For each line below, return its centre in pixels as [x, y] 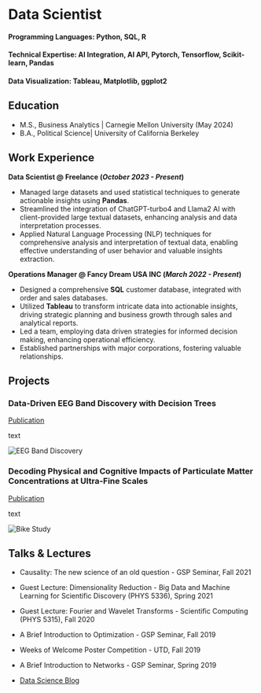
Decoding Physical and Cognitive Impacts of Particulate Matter [131, 471]
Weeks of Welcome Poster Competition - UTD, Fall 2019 [110, 650]
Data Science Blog [50, 680]
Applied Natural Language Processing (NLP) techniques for [116, 234]
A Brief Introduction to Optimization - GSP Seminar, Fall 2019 [118, 635]
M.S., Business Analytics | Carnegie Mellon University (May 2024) [126, 124]
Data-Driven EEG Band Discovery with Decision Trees [112, 403]
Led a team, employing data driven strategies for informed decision [129, 331]
